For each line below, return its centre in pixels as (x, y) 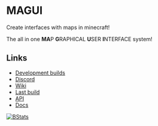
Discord (25, 79)
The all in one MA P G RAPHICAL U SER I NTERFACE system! (80, 39)
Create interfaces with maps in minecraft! (58, 27)
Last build (27, 92)
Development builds (40, 73)
